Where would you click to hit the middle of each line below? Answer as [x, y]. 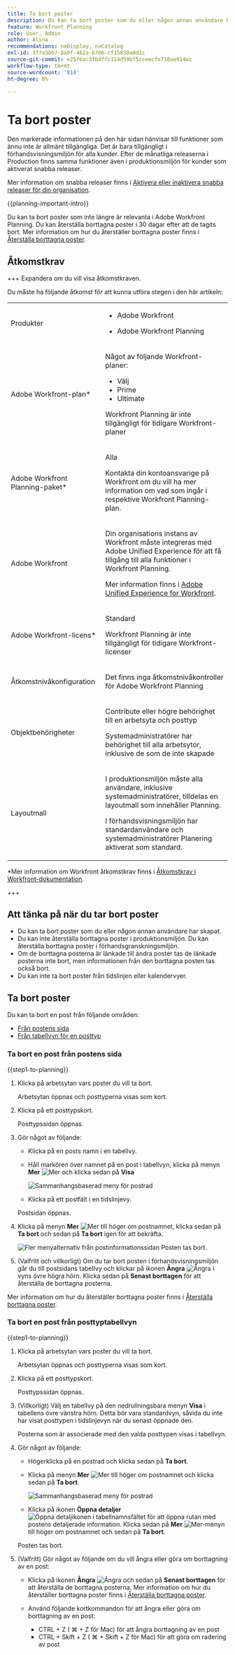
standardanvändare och [144, 829]
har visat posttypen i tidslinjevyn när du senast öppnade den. [105, 1420]
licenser [118, 651]
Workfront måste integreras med [158, 542]
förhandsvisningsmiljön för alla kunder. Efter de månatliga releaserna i [108, 154]
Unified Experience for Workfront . [161, 593]
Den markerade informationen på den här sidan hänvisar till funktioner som [115, 139]
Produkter [27, 323]
